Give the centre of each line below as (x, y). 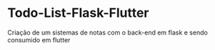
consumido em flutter (39, 39)
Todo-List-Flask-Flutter (78, 13)
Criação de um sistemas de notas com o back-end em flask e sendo (108, 32)
